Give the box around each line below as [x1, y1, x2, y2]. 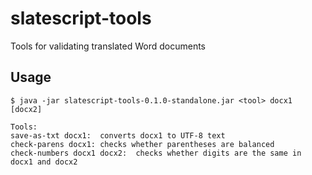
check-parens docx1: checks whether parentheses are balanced [10, 139, 275, 149]
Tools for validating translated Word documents [10, 40, 207, 52]
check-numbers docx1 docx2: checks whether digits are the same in [10, 148, 302, 158]
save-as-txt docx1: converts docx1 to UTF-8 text [10, 130, 226, 141]
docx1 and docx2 [10, 157, 78, 167]
